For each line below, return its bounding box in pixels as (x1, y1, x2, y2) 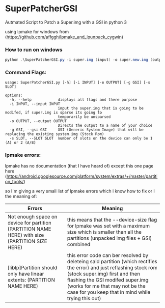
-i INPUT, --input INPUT (9, 102, 60, 107)
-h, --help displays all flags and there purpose (9, 97, 137, 102)
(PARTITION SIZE (7, 238, 48, 245)
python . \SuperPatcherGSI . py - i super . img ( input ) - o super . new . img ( (5, 57, 153, 62)
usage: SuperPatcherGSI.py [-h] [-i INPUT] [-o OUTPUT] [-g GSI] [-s (5, 80, 151, 85)
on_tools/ (5, 178, 24, 184)
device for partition (7, 219, 52, 226)
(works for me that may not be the (67, 282, 146, 289)
